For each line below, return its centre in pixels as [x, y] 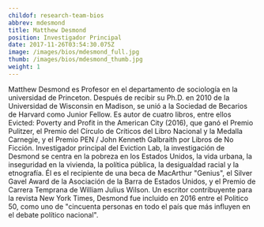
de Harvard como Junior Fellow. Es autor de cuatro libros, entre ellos [120, 114]
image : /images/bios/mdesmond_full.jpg [74, 52]
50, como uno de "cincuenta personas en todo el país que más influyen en [129, 207]
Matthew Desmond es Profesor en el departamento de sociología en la [123, 89]
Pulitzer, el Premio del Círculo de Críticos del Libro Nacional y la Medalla [126, 131]
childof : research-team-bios [56, 15]
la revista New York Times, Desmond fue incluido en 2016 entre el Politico [128, 198]
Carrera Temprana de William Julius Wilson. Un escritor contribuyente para [130, 189]
